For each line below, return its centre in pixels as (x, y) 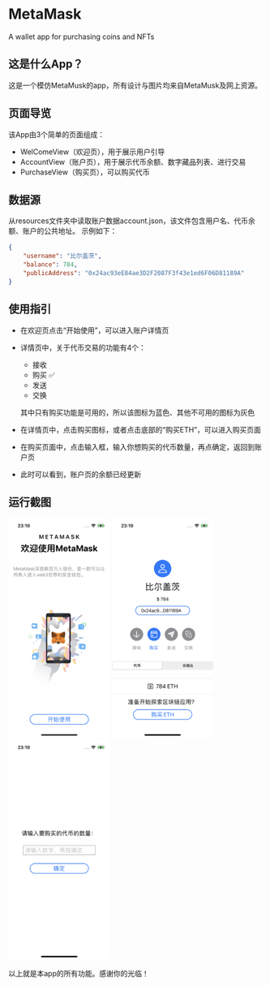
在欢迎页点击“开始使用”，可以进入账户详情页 (94, 330)
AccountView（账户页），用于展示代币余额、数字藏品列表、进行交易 (133, 161)
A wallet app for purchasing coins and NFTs (81, 37)
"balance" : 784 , (51, 265)
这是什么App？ (46, 65)
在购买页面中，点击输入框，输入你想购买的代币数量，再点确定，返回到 (137, 446)
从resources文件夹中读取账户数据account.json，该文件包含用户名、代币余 (132, 221)
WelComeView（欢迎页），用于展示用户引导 (92, 152)
